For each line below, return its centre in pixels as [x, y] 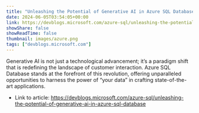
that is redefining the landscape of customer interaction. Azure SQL [89, 67]
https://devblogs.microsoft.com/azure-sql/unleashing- [117, 97]
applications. [30, 86]
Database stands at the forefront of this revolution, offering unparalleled [94, 74]
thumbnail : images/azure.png [42, 39]
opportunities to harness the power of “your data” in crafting [80, 79]
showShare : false [28, 28]
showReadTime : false [32, 34]
